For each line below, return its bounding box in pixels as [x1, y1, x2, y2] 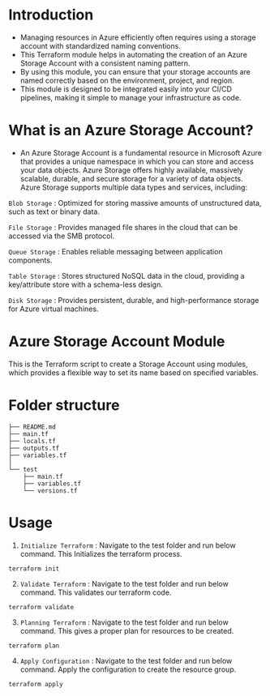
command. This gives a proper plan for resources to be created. [19, 626, 234, 635]
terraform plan [8, 642, 60, 650]
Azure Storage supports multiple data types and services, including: [19, 182, 248, 192]
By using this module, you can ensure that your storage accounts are [19, 66, 251, 76]
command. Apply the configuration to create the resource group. [19, 664, 237, 674]
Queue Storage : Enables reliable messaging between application [8, 246, 223, 256]
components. [8, 255, 53, 265]
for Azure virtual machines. [8, 304, 99, 314]
